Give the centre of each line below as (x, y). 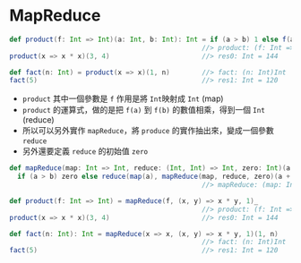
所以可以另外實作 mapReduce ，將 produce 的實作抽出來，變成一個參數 (148, 131)
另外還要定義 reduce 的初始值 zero (85, 151)
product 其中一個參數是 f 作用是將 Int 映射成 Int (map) (123, 98)
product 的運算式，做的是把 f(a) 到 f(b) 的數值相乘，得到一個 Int (144, 110)
